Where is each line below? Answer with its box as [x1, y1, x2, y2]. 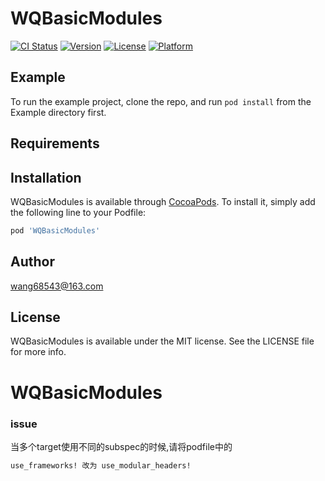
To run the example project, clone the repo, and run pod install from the [10, 95, 312, 107]
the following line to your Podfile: [10, 206, 147, 218]
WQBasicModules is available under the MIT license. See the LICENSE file [10, 335, 315, 347]
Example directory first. [10, 106, 107, 118]
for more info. [10, 346, 67, 358]
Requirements [10, 135, 100, 152]
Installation [10, 169, 82, 186]
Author [10, 253, 55, 271]
